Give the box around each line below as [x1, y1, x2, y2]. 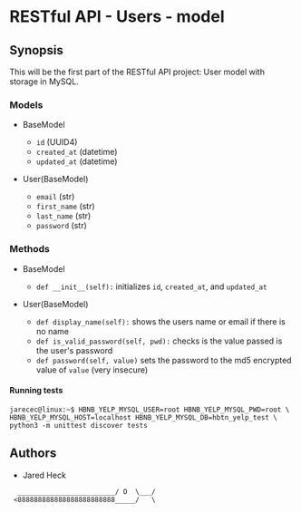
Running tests [9, 385, 63, 396]
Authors [9, 446, 57, 461]
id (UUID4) [35, 137, 78, 148]
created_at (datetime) [35, 147, 118, 158]
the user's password [35, 344, 113, 355]
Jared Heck [22, 469, 66, 480]
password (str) [35, 220, 88, 231]
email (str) [35, 191, 75, 202]
